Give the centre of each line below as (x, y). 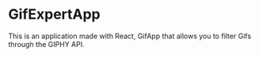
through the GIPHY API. (46, 44)
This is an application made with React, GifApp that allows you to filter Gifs (130, 36)
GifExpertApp (54, 14)
